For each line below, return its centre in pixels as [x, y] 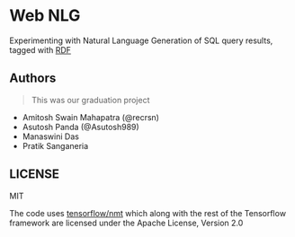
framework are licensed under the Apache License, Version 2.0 [126, 223]
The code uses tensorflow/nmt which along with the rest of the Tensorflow [147, 213]
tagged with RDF [40, 49]
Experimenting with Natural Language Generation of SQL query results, [141, 40]
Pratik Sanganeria [55, 145]
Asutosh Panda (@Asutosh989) [80, 127]
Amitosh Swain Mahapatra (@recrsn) [91, 117]
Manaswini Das [50, 136]
